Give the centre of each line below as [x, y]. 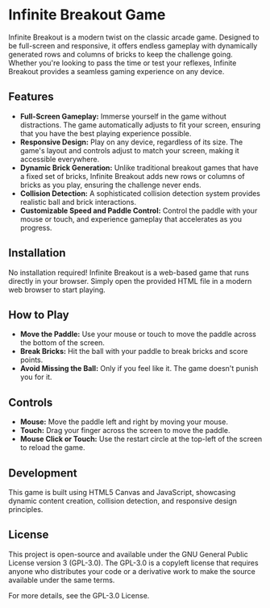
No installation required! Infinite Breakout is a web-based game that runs [129, 273]
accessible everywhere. [60, 159]
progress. [36, 227]
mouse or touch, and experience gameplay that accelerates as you [131, 219]
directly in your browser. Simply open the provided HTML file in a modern [130, 281]
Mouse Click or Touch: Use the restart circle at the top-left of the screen [141, 439]
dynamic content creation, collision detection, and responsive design [123, 501]
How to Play [39, 315]
